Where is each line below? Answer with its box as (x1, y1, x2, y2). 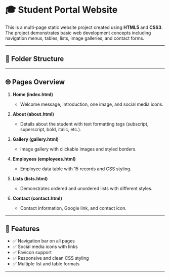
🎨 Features (5, 224, 40, 233)
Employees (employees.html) (12, 156, 76, 162)
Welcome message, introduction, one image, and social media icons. (20, 101, 163, 107)
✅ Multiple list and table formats (12, 261, 80, 267)
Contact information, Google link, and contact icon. (20, 205, 126, 211)
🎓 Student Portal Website (5, 4, 118, 16)
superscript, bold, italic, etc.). (20, 126, 81, 132)
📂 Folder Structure (5, 54, 64, 64)
